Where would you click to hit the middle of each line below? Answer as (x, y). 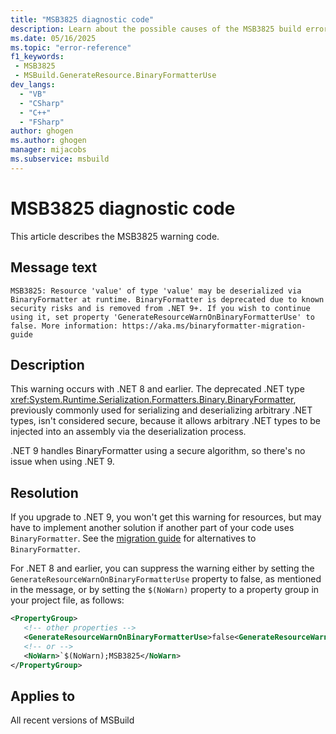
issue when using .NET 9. (62, 462)
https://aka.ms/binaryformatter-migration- (214, 326)
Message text (54, 267)
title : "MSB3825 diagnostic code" (82, 19)
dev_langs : (33, 85)
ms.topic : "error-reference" (71, 47)
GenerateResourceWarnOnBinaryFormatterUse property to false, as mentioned (166, 579)
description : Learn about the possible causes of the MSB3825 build (156, 29)
